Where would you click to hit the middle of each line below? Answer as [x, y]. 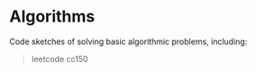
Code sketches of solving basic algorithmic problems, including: [128, 41]
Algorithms [52, 17]
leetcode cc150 [59, 58]
